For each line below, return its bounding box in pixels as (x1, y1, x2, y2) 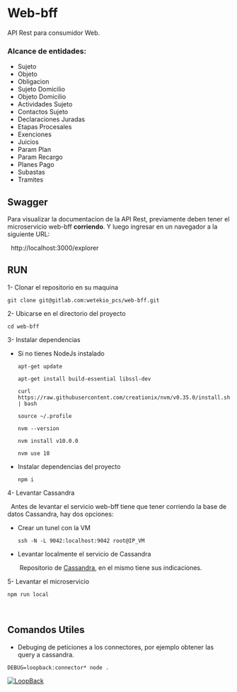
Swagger (7, 196, 48, 208)
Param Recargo (17, 153, 63, 161)
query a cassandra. (17, 650, 74, 659)
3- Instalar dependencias (7, 335, 81, 344)
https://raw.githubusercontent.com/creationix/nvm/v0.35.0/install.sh (17, 394, 231, 401)
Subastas (17, 168, 45, 177)
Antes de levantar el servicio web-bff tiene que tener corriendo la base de (10, 502, 227, 510)
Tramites (17, 175, 44, 184)
